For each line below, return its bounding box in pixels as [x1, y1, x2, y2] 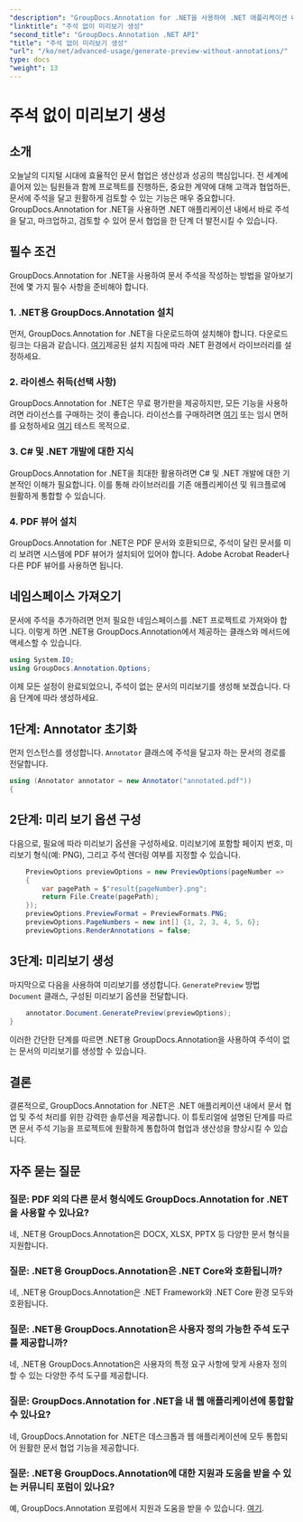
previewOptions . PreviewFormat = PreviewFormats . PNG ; [25, 910, 228, 919]
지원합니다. [9, 1240, 49, 1251]
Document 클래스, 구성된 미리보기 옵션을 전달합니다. [9, 990, 188, 1001]
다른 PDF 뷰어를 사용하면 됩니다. [9, 560, 124, 571]
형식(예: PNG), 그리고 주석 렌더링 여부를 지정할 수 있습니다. [32, 849, 241, 860]
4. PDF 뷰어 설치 [9, 515, 78, 527]
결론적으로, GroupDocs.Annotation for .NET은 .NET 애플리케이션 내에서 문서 [9, 1101, 282, 1111]
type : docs [9, 55, 50, 64]
